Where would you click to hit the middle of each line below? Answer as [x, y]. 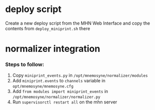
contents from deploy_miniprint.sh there [48, 28]
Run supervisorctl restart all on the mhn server [65, 102]
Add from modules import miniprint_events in [60, 91]
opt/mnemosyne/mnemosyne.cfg [43, 86]
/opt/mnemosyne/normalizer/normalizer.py [56, 97]
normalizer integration [53, 49]
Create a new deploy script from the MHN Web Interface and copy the [78, 23]
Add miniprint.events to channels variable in [59, 81]
